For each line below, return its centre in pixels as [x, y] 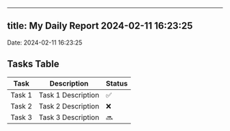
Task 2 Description [69, 106]
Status [117, 83]
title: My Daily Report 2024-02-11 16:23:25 [100, 26]
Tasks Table [33, 64]
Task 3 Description [69, 117]
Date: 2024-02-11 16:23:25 [45, 43]
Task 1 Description [69, 95]
